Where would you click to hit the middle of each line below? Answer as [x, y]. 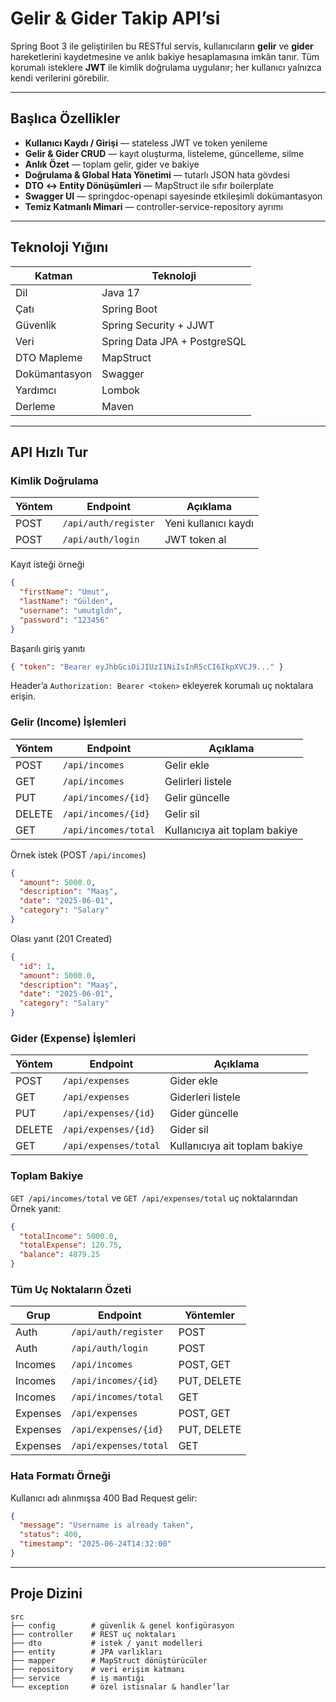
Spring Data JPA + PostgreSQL [174, 341]
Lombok [121, 390]
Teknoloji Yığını [59, 247]
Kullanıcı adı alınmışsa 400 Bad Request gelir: [104, 1498]
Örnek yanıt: [36, 1208]
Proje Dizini [46, 1593]
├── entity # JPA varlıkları [86, 1652]
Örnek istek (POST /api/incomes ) [78, 854]
